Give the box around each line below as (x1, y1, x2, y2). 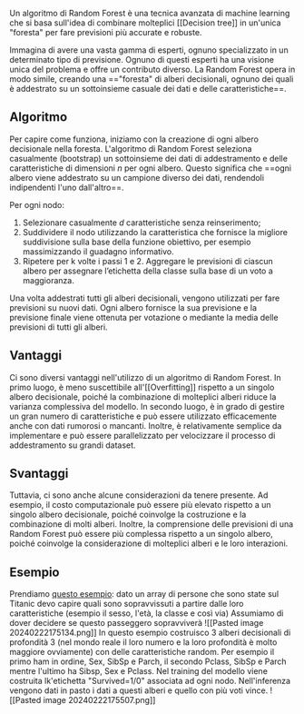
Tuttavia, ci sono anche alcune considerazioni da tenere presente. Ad (9, 490, 269, 501)
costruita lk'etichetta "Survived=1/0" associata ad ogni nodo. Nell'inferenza (9, 676, 291, 687)
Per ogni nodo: (9, 199, 65, 210)
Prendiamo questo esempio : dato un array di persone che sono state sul (9, 589, 279, 600)
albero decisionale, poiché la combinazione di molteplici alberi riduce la (9, 391, 277, 402)
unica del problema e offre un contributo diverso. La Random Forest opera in (9, 64, 296, 74)
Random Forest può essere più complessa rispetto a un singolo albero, (9, 529, 274, 540)
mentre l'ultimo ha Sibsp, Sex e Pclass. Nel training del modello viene (9, 666, 268, 677)
